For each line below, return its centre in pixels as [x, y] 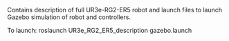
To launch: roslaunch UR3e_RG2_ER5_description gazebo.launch [100, 30]
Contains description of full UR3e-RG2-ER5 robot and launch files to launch [115, 10]
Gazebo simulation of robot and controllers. [69, 17]
